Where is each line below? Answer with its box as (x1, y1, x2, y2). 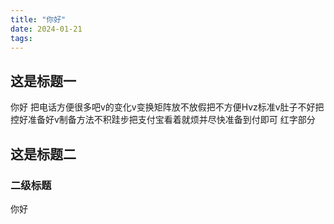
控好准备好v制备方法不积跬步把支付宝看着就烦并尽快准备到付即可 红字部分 (10, 114, 316, 126)
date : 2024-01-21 (10, 24, 83, 34)
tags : (10, 33, 33, 43)
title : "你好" (10, 14, 67, 25)
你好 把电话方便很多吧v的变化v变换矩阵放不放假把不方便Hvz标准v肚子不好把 (10, 101, 325, 113)
